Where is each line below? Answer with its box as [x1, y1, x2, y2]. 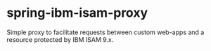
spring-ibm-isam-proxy [6, 5, 148, 21]
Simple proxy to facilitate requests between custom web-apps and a [6, 28, 205, 36]
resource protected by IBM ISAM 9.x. [6, 35, 114, 43]
